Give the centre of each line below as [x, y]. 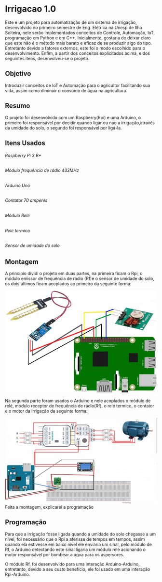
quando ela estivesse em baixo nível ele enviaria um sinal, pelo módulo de [78, 544]
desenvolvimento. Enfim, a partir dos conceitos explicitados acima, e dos [78, 53]
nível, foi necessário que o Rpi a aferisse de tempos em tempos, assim [75, 539]
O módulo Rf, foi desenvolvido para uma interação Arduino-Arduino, [72, 564]
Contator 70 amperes [26, 200]
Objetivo [18, 74]
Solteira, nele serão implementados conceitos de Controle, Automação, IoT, [80, 32]
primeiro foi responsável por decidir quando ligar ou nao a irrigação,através [80, 123]
